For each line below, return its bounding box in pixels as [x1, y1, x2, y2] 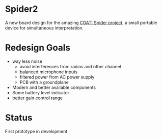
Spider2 [5, 3, 38, 15]
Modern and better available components [12, 84, 96, 90]
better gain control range [12, 95, 63, 101]
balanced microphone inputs [19, 69, 78, 75]
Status [5, 112, 33, 123]
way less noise [12, 58, 43, 64]
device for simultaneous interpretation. [5, 25, 83, 30]
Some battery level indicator [12, 89, 70, 95]
